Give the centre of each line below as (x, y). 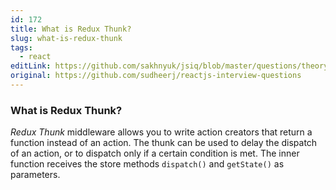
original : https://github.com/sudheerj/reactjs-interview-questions (156, 76)
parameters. (35, 175)
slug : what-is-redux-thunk (66, 38)
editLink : (31, 66)
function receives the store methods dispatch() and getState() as (147, 164)
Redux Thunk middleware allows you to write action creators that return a (161, 132)
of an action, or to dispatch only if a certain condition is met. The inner (155, 153)
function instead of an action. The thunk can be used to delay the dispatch (164, 143)
